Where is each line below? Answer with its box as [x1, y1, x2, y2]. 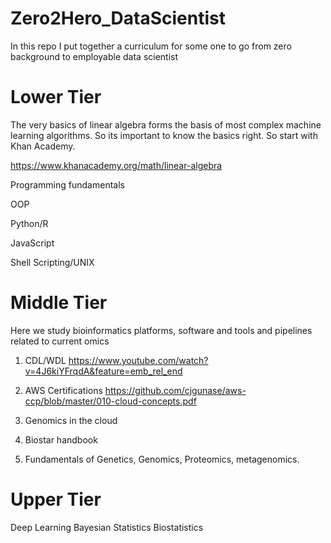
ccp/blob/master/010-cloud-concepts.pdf [24, 395, 197, 407]
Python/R [10, 217, 49, 229]
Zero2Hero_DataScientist [10, 7, 226, 30]
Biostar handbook [24, 433, 98, 446]
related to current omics [10, 335, 110, 347]
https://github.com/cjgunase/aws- [104, 384, 247, 396]
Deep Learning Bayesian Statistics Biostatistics [10, 521, 204, 533]
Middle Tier [10, 292, 108, 314]
